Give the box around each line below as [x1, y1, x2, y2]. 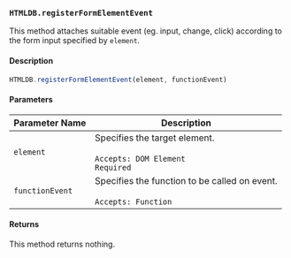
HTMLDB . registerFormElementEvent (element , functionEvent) [9, 75, 227, 84]
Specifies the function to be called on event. [94, 174, 279, 186]
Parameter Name [13, 117, 87, 129]
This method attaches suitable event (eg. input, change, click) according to [9, 26, 283, 36]
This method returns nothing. [9, 239, 116, 249]
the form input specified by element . [9, 35, 140, 46]
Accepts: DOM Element [94, 154, 186, 163]
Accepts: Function [94, 196, 172, 207]
